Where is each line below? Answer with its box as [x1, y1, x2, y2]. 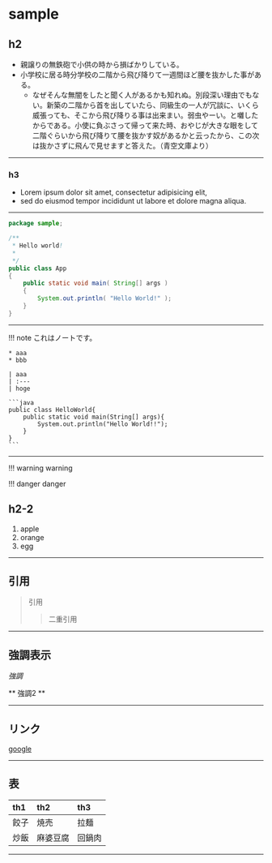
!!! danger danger [8, 479, 66, 488]
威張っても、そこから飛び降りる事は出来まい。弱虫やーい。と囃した [32, 110, 259, 120]
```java [8, 398, 35, 406]
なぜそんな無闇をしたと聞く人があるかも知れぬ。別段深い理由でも [32, 90, 253, 100]
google [8, 744, 32, 754]
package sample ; [8, 220, 63, 228]
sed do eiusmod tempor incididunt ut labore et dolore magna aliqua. [19, 196, 247, 206]
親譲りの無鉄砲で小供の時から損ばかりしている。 [19, 60, 184, 69]
